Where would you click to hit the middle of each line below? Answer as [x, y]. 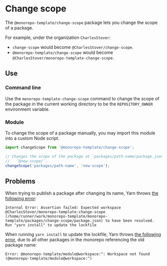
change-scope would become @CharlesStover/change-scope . [73, 47]
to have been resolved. [130, 221]
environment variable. [27, 109]
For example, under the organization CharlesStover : [58, 37]
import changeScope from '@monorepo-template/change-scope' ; [70, 147]
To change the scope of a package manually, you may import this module [80, 133]
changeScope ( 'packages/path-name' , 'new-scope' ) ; [58, 166]
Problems [20, 181]
